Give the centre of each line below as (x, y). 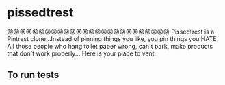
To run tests (33, 75)
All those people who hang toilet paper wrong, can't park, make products (110, 46)
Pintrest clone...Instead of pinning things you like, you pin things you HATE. (113, 38)
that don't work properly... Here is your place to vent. (82, 53)
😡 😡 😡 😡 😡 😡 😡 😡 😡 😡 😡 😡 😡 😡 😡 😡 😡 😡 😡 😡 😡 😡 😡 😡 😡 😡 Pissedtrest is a (111, 32)
